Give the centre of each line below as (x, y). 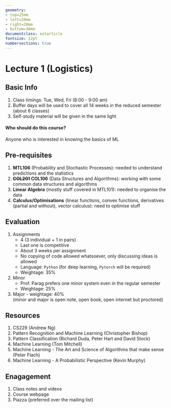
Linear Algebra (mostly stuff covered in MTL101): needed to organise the (89, 189)
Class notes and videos (37, 389)
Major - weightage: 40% (39, 294)
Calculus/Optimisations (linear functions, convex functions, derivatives (88, 200)
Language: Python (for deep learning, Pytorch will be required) (86, 267)
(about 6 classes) (31, 111)
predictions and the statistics (43, 173)
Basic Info (21, 88)
